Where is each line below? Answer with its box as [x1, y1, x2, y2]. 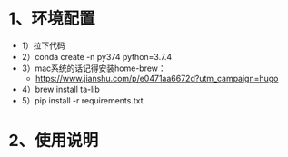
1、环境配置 [8, 8, 96, 29]
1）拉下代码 [21, 40, 65, 51]
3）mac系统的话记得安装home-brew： [21, 63, 167, 74]
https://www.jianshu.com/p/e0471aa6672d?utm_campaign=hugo [35, 73, 279, 83]
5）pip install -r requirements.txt [21, 94, 144, 105]
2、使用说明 [8, 131, 99, 151]
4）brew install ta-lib [21, 83, 101, 94]
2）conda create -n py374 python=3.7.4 [21, 51, 173, 62]
